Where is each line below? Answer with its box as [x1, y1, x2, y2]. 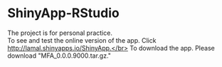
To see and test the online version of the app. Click [7, 36, 157, 44]
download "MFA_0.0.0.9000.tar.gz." [7, 51, 112, 60]
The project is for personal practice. [7, 29, 112, 37]
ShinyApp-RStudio [7, 5, 120, 21]
